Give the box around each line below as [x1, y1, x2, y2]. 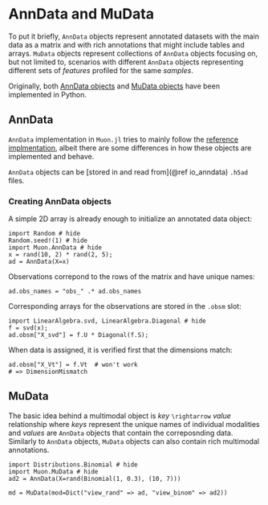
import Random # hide [8, 230, 81, 238]
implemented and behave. [8, 151, 95, 161]
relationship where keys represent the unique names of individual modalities [8, 419, 260, 429]
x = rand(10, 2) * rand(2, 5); [8, 251, 113, 259]
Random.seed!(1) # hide [8, 236, 88, 245]
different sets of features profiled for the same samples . [8, 65, 194, 75]
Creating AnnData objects [8, 195, 112, 207]
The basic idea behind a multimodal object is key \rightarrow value [8, 411, 231, 421]
